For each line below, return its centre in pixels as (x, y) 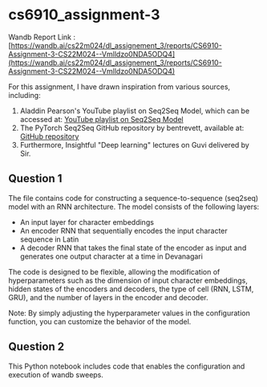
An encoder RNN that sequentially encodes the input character (124, 230)
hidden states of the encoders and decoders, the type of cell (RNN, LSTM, (131, 289)
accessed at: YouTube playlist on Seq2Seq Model (101, 119)
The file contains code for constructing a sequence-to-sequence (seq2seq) (133, 198)
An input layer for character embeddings (87, 222)
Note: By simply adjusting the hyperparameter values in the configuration (129, 313)
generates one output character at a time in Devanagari (111, 256)
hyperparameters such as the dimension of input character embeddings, (128, 280)
